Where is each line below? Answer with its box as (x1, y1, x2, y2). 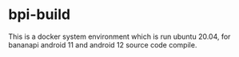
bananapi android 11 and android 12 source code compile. (8, 40, 197, 49)
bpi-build (8, 6, 70, 24)
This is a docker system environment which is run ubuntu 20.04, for (8, 32, 231, 41)
